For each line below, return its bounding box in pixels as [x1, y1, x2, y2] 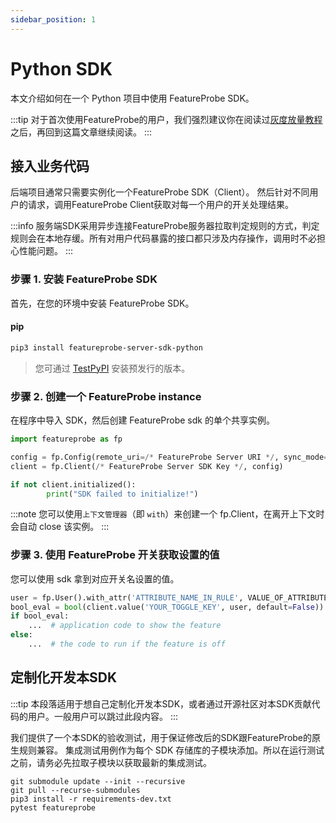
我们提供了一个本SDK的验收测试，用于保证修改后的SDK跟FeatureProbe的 [10, 731, 313, 743]
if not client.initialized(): [10, 479, 137, 490]
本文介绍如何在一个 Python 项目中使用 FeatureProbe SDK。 [10, 92, 255, 104]
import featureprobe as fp [10, 434, 123, 445]
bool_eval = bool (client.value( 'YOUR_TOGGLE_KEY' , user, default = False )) [10, 602, 325, 612]
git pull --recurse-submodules [10, 785, 141, 795]
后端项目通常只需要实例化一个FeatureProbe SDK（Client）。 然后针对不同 [10, 186, 310, 198]
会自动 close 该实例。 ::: [10, 521, 110, 533]
